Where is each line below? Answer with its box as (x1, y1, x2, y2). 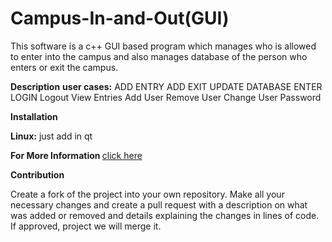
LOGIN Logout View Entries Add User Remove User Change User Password (10, 91, 322, 103)
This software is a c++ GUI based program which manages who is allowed (10, 40, 317, 52)
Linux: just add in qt (10, 130, 93, 142)
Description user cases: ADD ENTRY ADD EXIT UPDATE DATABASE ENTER (10, 80, 323, 92)
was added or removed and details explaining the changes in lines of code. (10, 209, 320, 221)
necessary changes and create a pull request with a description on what (10, 198, 308, 211)
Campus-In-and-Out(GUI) (10, 7, 230, 30)
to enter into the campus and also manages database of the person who (10, 50, 308, 62)
